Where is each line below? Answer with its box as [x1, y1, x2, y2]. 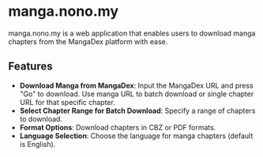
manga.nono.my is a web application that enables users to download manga [8, 28, 256, 38]
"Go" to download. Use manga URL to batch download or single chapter [19, 89, 254, 99]
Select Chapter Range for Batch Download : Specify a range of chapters [19, 106, 256, 115]
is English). [19, 139, 56, 148]
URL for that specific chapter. [19, 97, 116, 107]
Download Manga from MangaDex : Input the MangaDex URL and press [19, 80, 254, 90]
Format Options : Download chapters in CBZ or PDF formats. [19, 122, 216, 132]
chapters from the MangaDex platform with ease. [8, 36, 168, 46]
